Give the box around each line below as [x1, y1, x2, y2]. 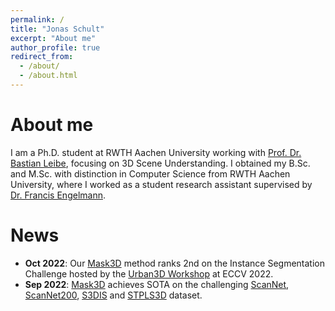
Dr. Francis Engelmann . [10, 189, 106, 201]
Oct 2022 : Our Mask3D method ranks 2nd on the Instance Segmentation [24, 257, 325, 269]
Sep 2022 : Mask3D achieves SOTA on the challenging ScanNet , [24, 278, 290, 290]
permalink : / [10, 14, 65, 25]
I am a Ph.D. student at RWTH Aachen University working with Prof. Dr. [10, 146, 302, 158]
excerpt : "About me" [10, 33, 97, 43]
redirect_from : [10, 52, 74, 62]
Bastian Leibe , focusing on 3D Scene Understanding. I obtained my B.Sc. [10, 157, 311, 169]
